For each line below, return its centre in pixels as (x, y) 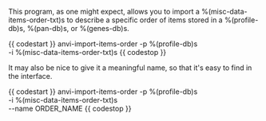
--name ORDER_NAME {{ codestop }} (70, 108)
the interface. (30, 76)
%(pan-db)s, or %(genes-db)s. (78, 28)
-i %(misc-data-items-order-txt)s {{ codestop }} (87, 52)
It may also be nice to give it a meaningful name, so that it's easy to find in (130, 68)
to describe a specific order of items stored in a (145, 20)
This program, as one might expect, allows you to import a (104, 12)
